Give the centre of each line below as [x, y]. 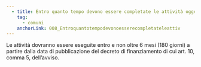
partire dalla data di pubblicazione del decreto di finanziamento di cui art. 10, [100, 52]
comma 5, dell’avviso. [33, 58]
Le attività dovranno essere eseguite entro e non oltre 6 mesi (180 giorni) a [98, 45]
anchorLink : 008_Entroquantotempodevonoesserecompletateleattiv [99, 28]
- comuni [33, 23]
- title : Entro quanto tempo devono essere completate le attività [98, 12]
